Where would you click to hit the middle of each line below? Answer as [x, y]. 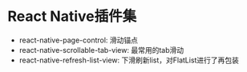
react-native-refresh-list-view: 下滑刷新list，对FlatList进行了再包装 [129, 60]
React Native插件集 [72, 16]
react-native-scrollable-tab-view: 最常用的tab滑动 [101, 50]
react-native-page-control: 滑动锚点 [78, 40]
